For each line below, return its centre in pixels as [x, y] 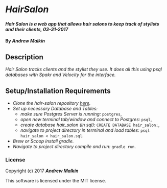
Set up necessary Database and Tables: [55, 109]
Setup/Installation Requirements [58, 91]
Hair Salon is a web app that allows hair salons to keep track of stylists [82, 24]
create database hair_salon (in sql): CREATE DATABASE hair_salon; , [90, 125]
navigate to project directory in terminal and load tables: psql [85, 130]
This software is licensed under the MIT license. [56, 181]
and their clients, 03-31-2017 [37, 29]
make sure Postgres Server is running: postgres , [71, 114]
